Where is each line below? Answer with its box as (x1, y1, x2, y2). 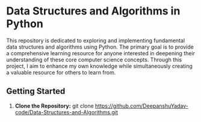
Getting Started (6, 86, 66, 97)
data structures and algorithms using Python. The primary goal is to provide (6, 43, 194, 50)
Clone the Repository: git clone (14, 102, 94, 109)
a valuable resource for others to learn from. (6, 69, 116, 76)
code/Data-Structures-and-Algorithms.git (14, 108, 119, 115)
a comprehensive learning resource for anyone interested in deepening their (6, 49, 196, 56)
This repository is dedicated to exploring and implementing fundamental (6, 37, 185, 44)
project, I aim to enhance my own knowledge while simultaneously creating (6, 62, 193, 70)
